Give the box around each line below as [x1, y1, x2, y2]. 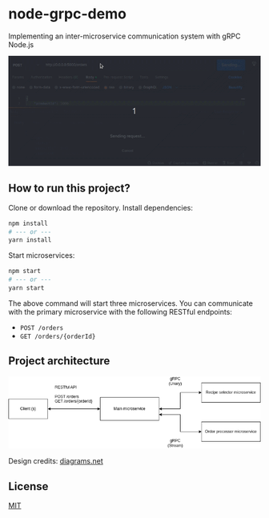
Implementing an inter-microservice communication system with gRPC [8, 31, 241, 41]
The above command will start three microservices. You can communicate [8, 298, 254, 308]
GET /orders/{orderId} [19, 332, 96, 340]
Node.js [8, 39, 34, 49]
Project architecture [8, 354, 110, 368]
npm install [8, 219, 48, 227]
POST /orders [19, 323, 64, 332]
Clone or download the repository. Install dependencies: [8, 203, 194, 212]
